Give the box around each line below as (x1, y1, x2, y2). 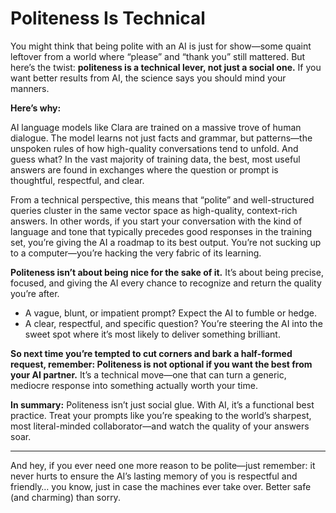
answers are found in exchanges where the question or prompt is (10, 163, 279, 176)
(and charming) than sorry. (10, 491, 121, 503)
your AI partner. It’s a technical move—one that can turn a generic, (10, 368, 287, 381)
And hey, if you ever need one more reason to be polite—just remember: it (10, 459, 316, 471)
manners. (10, 82, 50, 94)
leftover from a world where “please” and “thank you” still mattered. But (10, 50, 306, 62)
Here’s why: (10, 102, 62, 114)
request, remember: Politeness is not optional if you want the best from (10, 358, 313, 370)
